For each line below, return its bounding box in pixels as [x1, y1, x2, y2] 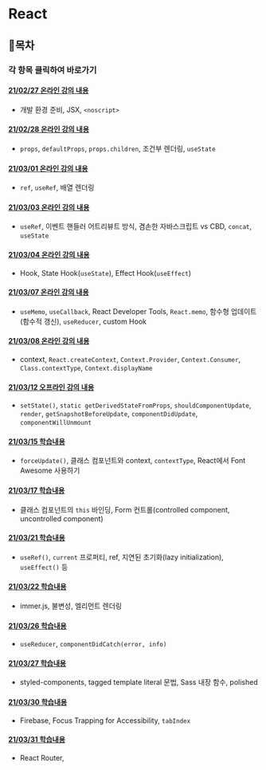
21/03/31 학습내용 [8, 735, 66, 744]
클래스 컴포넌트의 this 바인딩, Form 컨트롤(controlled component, [19, 505, 230, 514]
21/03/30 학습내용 [8, 697, 68, 706]
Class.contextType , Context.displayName [19, 363, 153, 372]
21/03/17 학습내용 [8, 485, 65, 495]
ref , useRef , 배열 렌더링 [19, 183, 95, 192]
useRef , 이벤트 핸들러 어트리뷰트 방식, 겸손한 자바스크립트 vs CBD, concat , [19, 222, 252, 231]
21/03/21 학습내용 [8, 533, 65, 543]
